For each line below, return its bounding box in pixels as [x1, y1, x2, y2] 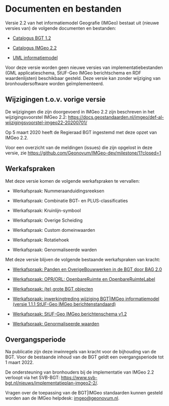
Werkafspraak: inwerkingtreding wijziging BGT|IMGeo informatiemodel [12, 296, 160, 302]
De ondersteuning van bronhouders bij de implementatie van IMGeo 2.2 [5, 369, 154, 375]
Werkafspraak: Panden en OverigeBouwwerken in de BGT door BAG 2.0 [12, 266, 162, 272]
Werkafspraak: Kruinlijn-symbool [12, 207, 81, 213]
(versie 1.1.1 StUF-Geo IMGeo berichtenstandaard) [12, 301, 116, 307]
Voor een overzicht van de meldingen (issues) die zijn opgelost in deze [5, 144, 153, 150]
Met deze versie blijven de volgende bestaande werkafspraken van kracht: [5, 256, 160, 262]
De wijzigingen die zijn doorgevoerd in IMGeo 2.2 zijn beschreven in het [5, 108, 155, 114]
